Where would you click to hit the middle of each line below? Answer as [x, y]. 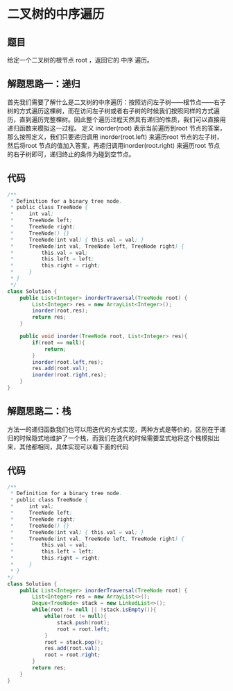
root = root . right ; [72, 655]
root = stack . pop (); [74, 642]
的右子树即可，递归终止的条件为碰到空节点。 [71, 154]
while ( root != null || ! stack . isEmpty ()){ [94, 610]
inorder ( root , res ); [60, 311]
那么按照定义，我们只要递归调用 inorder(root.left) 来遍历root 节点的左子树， [115, 137]
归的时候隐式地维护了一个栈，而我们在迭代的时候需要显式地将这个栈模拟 [110, 438]
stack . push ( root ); [83, 622]
